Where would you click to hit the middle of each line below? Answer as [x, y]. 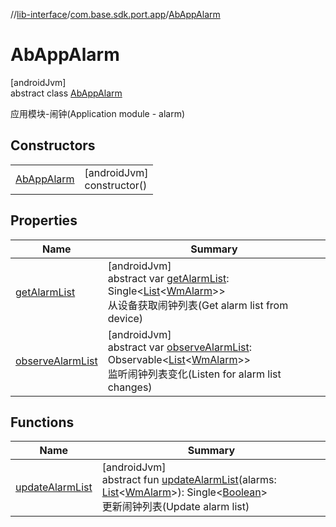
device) [125, 318]
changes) [130, 387]
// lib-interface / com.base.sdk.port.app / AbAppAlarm [115, 14]
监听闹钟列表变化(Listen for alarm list [194, 374]
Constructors [53, 145]
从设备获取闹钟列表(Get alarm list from [198, 305]
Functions [42, 422]
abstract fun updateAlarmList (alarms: [189, 480]
